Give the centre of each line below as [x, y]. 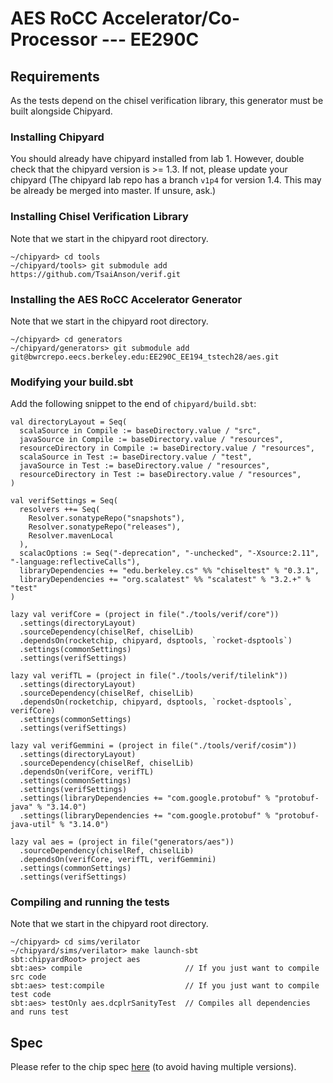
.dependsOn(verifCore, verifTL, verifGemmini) [118, 860]
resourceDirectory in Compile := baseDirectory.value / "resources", [167, 448]
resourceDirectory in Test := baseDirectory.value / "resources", [160, 475]
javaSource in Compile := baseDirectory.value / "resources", [151, 440]
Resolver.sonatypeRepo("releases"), [105, 527]
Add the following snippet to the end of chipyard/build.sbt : [133, 404]
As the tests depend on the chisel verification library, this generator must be [167, 100]
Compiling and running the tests [90, 902]
